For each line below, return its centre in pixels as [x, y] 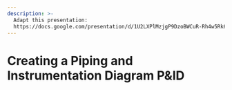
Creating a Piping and [70, 61]
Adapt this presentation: [51, 20]
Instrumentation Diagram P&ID [96, 75]
